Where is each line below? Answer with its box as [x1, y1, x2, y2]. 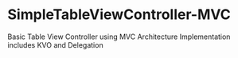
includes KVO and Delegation [7, 40, 104, 49]
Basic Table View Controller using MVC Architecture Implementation [7, 32, 231, 41]
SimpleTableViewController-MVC [7, 6, 232, 24]
